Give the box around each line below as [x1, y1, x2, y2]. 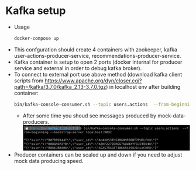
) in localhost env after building [105, 83, 181, 90]
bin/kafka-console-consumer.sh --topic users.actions [13, 101, 148, 107]
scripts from [13, 77, 44, 84]
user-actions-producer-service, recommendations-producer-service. [13, 52, 181, 59]
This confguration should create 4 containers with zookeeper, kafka [13, 46, 178, 53]
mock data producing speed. [13, 158, 84, 165]
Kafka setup [5, 4, 66, 18]
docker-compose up [13, 35, 59, 41]
